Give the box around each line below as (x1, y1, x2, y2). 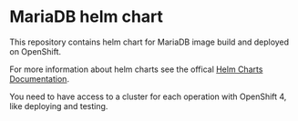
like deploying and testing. (9, 100, 108, 111)
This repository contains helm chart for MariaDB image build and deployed (9, 36, 290, 47)
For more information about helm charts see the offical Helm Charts (9, 64, 263, 75)
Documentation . (9, 73, 70, 84)
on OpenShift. (9, 45, 62, 56)
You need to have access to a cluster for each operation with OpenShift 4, (9, 91, 287, 102)
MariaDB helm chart (9, 6, 164, 27)
